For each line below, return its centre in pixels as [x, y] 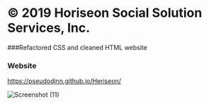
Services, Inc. [49, 28]
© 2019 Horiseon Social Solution [105, 13]
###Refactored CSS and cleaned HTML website [77, 47]
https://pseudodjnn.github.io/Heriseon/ [64, 81]
